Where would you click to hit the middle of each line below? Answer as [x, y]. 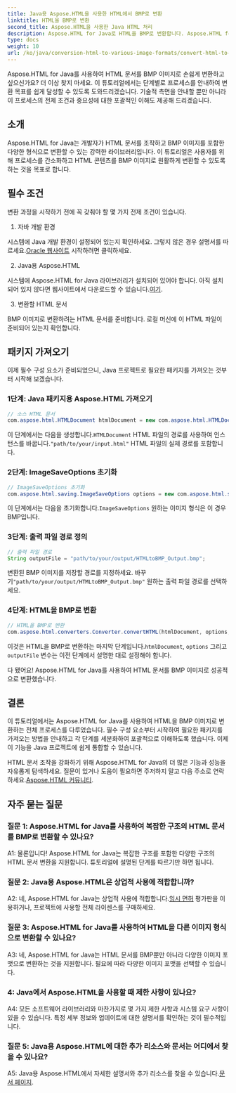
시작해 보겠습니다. [39, 379]
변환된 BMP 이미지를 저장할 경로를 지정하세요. [70, 573]
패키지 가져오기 [38, 352]
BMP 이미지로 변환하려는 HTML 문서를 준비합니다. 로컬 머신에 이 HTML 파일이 [115, 319]
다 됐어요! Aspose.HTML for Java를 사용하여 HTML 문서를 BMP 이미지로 [108, 670]
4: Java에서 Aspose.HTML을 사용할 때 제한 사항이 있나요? [102, 992]
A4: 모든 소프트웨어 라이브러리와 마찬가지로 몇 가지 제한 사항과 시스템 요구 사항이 [118, 1009]
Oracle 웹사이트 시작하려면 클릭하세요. [79, 250]
